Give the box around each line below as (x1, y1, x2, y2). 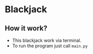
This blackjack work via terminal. (12, 37, 82, 43)
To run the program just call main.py (12, 43, 88, 49)
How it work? (5, 24, 48, 33)
